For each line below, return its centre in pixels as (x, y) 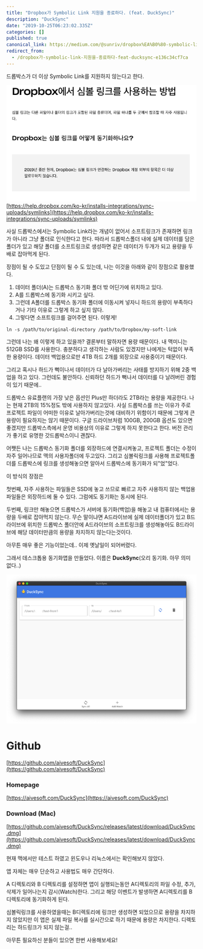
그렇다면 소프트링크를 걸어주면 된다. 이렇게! (66, 318)
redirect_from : (25, 51)
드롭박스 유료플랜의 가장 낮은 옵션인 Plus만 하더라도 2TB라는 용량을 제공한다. (97, 398)
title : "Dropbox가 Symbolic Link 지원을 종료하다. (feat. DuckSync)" (91, 13)
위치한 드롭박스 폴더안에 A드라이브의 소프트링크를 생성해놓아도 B (103, 525)
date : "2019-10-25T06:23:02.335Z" (50, 25)
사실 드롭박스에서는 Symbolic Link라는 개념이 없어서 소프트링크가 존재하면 (94, 231)
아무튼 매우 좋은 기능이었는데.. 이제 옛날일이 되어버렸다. (72, 545)
